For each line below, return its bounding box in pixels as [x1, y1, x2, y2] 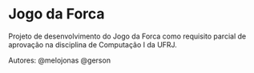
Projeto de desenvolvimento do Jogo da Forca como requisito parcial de [8, 31, 247, 41]
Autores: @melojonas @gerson [8, 55, 111, 65]
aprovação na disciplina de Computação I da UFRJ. [8, 39, 178, 49]
